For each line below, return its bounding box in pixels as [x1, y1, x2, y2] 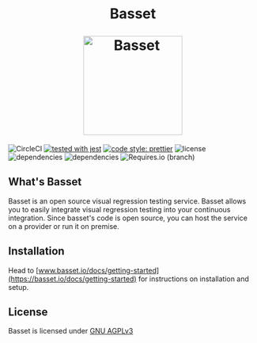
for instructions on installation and [138, 274, 249, 284]
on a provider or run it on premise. [8, 221, 120, 231]
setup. [8, 282, 29, 292]
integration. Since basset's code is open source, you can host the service [8, 213, 248, 223]
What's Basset [8, 175, 82, 189]
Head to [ [8, 265, 39, 275]
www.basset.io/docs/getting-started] [38, 265, 160, 275]
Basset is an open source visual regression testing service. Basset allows [8, 196, 247, 206]
